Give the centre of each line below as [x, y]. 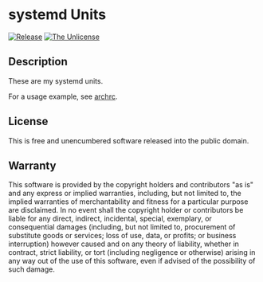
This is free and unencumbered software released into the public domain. [129, 140]
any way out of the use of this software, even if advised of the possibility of [132, 261]
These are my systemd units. [56, 80]
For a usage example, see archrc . [63, 96]
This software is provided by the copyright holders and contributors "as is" [131, 185]
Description [38, 62]
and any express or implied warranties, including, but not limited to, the [125, 194]
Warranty [32, 165]
